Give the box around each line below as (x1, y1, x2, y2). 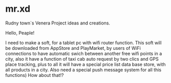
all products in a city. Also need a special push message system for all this (5, 67, 162, 73)
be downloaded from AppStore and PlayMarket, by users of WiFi (5, 45, 141, 51)
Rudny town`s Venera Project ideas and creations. (5, 20, 111, 26)
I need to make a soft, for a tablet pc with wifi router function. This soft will (5, 39, 162, 46)
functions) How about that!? (5, 72, 64, 78)
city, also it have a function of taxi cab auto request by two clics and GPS (5, 56, 159, 62)
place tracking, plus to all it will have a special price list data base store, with (5, 61, 166, 67)
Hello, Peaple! (5, 30, 35, 36)
